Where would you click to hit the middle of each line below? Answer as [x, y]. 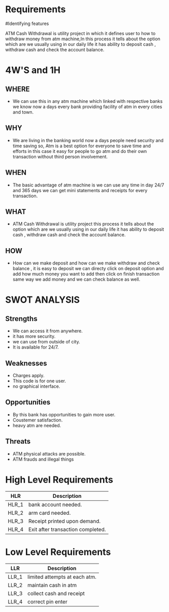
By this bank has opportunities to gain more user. [64, 414]
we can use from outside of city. [46, 342]
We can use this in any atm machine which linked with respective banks [88, 101]
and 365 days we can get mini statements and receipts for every [80, 190]
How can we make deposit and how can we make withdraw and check [86, 263]
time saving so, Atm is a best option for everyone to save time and [82, 146]
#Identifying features [27, 23]
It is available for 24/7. [36, 347]
